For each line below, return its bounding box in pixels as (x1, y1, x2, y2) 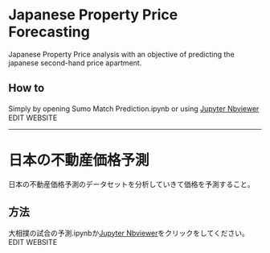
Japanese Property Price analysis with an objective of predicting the (8, 49, 235, 59)
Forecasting (8, 23, 90, 41)
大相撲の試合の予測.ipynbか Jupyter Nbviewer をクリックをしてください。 (8, 228, 249, 238)
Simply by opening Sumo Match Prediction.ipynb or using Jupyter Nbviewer (8, 103, 260, 114)
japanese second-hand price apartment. (8, 58, 142, 68)
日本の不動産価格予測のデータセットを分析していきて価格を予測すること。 (8, 179, 255, 189)
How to (8, 81, 45, 95)
